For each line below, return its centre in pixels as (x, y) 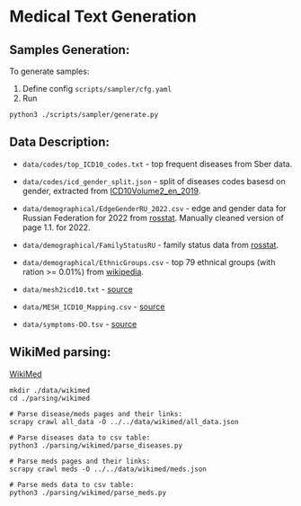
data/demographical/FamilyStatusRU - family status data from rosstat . (150, 244)
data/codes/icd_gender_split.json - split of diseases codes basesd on (154, 181)
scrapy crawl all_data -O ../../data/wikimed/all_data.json (124, 422)
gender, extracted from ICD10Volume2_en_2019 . (111, 191)
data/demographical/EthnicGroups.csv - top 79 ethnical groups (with (149, 262)
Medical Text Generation (103, 17)
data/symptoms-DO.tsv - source (80, 324)
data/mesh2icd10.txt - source (77, 289)
